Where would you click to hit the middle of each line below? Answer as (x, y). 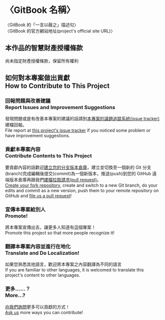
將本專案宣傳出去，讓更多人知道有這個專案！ (50, 227)
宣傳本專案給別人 (25, 209)
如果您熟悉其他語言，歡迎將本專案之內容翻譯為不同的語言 (63, 264)
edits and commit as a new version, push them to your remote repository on (82, 190)
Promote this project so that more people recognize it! (60, 233)
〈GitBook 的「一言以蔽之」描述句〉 (42, 25)
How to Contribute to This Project (57, 86)
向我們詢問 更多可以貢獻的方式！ (37, 307)
